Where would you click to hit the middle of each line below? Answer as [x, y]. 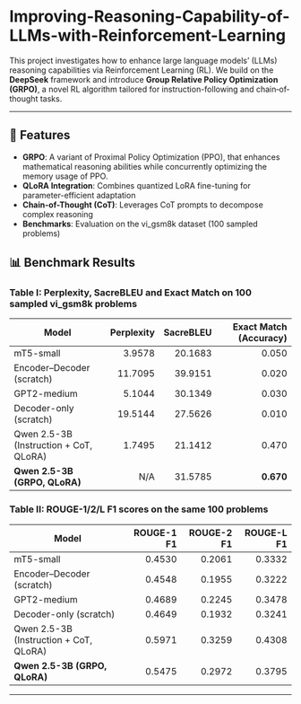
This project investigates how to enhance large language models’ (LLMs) [143, 60]
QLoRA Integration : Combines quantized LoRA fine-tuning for [136, 185]
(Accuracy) [262, 339]
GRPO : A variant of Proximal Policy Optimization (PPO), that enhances [151, 157]
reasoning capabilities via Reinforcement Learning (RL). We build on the [142, 70]
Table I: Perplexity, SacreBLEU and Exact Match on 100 [131, 293]
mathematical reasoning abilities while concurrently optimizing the [144, 166]
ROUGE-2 [211, 532]
